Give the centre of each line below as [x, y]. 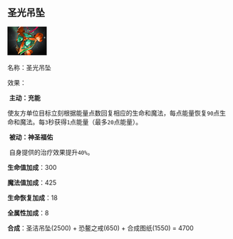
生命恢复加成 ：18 [33, 198]
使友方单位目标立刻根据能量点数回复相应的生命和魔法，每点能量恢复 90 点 [114, 113]
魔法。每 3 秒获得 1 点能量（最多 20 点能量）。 [81, 122]
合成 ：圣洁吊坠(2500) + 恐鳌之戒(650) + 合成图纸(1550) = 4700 [100, 228]
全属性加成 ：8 [28, 213]
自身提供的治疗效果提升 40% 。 [51, 152]
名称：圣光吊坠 [29, 67]
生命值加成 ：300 [32, 167]
